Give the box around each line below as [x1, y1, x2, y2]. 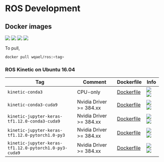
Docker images [5, 22, 52, 31]
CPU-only [77, 89, 101, 95]
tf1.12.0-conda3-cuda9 [7, 119, 60, 124]
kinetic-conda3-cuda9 [7, 102, 58, 108]
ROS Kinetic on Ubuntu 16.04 [5, 66, 76, 73]
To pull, [5, 45, 20, 51]
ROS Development [5, 3, 81, 14]
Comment [82, 79, 106, 86]
